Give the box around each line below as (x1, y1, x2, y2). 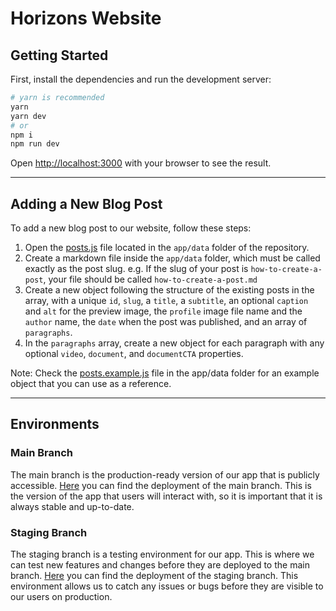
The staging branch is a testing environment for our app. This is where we (10, 548, 315, 561)
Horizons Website (10, 7, 162, 30)
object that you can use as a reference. (10, 378, 172, 390)
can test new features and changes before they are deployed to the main (10, 559, 310, 571)
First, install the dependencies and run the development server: (10, 73, 272, 85)
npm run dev (10, 139, 60, 149)
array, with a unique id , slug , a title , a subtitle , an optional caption (24, 295, 309, 307)
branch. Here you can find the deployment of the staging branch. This (10, 570, 299, 582)
